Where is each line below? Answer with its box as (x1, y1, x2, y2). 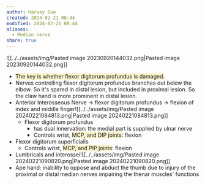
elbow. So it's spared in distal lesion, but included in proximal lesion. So (15, 86, 195, 93)
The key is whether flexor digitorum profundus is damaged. (15, 73, 165, 80)
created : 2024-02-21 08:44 (6, 15, 75, 21)
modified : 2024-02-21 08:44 (6, 20, 78, 26)
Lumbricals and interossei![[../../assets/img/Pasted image (15, 151, 160, 158)
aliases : (6, 26, 29, 33)
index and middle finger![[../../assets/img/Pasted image (15, 105, 154, 112)
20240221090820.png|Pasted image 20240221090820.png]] (15, 158, 170, 164)
